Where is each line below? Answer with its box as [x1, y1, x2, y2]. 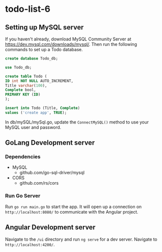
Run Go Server [5, 192, 41, 199]
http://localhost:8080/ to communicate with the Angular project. [5, 209, 138, 215]
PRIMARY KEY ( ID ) [5, 92, 41, 97]
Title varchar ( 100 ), [5, 83, 48, 88]
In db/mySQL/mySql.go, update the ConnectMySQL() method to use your [5, 119, 149, 125]
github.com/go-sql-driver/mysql [19, 170, 85, 176]
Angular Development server [5, 223, 96, 232]
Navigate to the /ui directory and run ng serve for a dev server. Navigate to [5, 236, 158, 242]
